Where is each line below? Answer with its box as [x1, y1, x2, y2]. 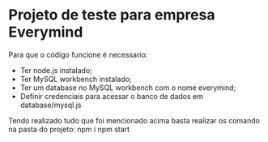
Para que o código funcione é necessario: [8, 49, 148, 59]
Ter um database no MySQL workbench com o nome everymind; [19, 83, 236, 93]
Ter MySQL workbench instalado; [19, 74, 132, 84]
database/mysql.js [19, 100, 82, 110]
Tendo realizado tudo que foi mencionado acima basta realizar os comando [8, 115, 261, 125]
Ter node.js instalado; [19, 65, 93, 75]
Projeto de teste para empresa [8, 6, 215, 24]
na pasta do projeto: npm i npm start [8, 124, 130, 134]
